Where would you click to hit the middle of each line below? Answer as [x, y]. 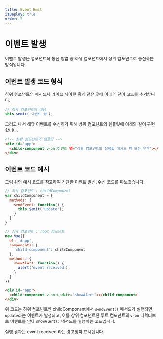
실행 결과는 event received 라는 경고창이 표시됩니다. [55, 332]
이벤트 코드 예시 [27, 169]
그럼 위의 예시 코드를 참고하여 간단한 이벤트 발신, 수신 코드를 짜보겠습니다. [75, 182]
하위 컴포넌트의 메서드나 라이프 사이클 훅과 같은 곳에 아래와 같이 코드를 [72, 94]
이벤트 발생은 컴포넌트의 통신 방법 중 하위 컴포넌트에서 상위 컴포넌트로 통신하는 [80, 58]
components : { [24, 245]
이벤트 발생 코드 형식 [34, 82]
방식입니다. [16, 65]
